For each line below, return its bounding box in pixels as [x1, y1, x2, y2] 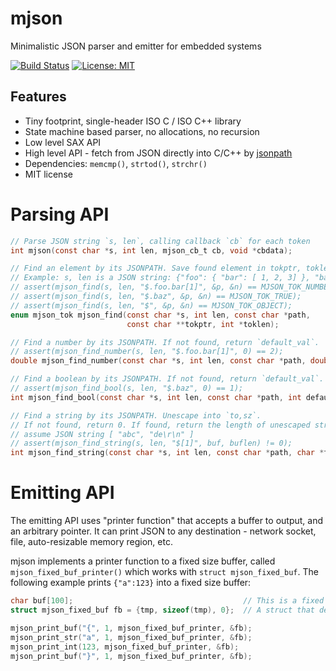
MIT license [24, 168, 73, 180]
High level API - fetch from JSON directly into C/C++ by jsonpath [24, 147, 293, 159]
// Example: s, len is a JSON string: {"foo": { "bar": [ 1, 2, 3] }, [10, 273, 311, 283]
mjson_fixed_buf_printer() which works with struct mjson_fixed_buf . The [10, 566, 319, 578]
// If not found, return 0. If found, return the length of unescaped [10, 420, 311, 430]
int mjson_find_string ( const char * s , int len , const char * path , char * [10, 448, 325, 458]
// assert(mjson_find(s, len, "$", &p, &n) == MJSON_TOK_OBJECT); [10, 300, 293, 311]
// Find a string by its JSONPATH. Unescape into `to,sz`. [10, 410, 262, 421]
